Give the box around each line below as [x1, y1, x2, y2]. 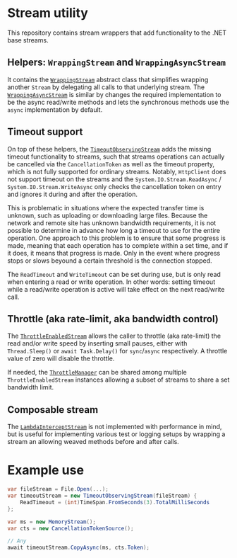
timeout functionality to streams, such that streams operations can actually [7, 152, 225, 161]
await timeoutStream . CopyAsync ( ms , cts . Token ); [7, 544, 150, 552]
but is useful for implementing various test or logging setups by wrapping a [7, 430, 226, 438]
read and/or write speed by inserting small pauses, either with [7, 339, 188, 348]
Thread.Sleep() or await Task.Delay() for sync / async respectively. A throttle [7, 347, 228, 355]
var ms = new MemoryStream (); [7, 518, 97, 525]
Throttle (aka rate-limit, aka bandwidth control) [7, 313, 219, 325]
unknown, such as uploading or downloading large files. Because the [7, 211, 208, 220]
